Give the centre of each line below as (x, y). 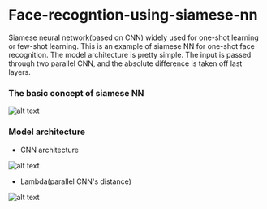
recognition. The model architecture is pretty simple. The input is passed (130, 54)
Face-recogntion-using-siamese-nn (133, 15)
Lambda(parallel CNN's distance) (76, 181)
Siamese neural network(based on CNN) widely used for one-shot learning (133, 37)
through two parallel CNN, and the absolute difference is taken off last (125, 63)
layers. (19, 72)
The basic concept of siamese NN (76, 93)
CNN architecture (50, 150)
